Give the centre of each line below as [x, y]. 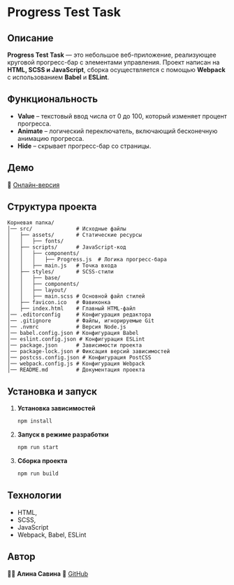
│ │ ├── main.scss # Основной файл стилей [76, 296]
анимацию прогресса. [51, 138]
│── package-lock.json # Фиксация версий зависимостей [89, 352]
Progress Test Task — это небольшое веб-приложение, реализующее [112, 55]
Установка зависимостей [56, 408]
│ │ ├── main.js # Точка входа [62, 266]
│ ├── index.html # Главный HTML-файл [72, 309]
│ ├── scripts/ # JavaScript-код [67, 247]
